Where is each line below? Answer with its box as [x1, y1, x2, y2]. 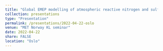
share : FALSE [5, 34, 32, 39]
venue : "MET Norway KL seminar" [5, 25, 70, 30]
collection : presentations [5, 12, 60, 17]
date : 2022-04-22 [5, 30, 40, 34]
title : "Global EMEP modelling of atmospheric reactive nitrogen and [5, 7, 149, 12]
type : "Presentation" [5, 16, 49, 21]
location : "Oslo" [5, 39, 40, 44]
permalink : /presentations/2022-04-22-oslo [5, 20, 95, 26]
